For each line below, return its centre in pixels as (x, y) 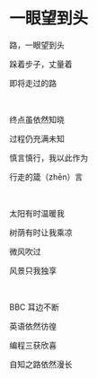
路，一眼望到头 (37, 45)
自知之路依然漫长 (41, 364)
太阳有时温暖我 (37, 213)
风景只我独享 (33, 270)
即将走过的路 (33, 83)
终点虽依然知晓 (37, 119)
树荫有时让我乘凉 (41, 232)
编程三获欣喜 (33, 345)
